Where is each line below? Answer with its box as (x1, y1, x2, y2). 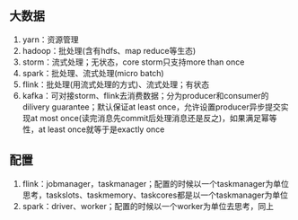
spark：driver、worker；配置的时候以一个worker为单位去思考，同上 (22, 200, 275, 211)
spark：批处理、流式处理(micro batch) (22, 67, 164, 78)
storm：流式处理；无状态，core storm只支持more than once (22, 57, 245, 67)
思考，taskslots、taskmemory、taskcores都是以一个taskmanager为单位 (22, 189, 289, 200)
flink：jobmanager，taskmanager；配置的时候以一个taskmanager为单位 (22, 178, 290, 189)
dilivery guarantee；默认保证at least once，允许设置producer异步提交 (22, 101, 281, 112)
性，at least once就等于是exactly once (22, 124, 165, 135)
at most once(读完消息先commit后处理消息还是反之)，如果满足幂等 (30, 112, 277, 123)
